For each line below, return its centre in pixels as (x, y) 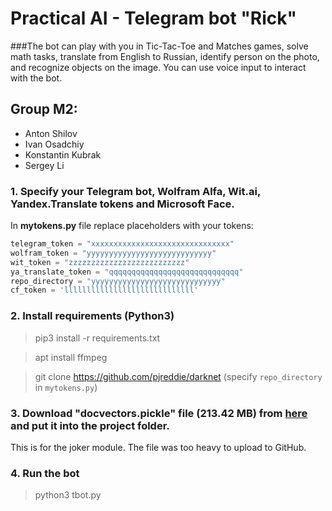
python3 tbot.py (68, 495)
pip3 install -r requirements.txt (97, 338)
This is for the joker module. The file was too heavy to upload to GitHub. (158, 447)
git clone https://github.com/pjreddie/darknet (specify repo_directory (178, 376)
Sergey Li (44, 165)
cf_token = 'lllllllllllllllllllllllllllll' (104, 290)
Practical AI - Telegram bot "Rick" (153, 18)
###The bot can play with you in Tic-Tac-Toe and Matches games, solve (159, 46)
